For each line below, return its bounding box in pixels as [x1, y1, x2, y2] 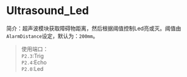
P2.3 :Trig [21, 52, 44, 59]
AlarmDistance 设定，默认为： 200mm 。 [6, 32, 99, 40]
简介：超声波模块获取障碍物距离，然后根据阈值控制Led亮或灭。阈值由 [6, 24, 182, 32]
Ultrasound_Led [6, 4, 90, 18]
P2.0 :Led [21, 65, 44, 72]
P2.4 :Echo [21, 59, 47, 66]
